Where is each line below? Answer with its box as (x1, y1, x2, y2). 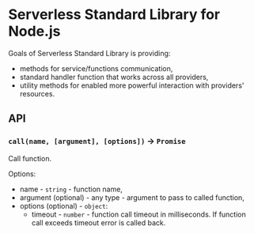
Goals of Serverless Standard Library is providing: (8, 48, 171, 58)
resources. (19, 89, 55, 98)
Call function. (8, 153, 52, 163)
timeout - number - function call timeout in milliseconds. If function (31, 209, 247, 219)
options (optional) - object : (19, 201, 108, 210)
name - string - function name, (19, 184, 123, 194)
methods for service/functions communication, (19, 63, 173, 73)
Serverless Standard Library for (8, 6, 221, 24)
